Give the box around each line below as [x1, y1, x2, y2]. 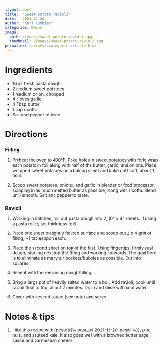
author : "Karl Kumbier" [5, 20, 54, 26]
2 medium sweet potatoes [12, 86, 65, 92]
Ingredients [5, 64, 53, 76]
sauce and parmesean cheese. [12, 337, 74, 344]
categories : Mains [5, 25, 42, 30]
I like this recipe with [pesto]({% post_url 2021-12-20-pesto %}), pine [12, 327, 151, 333]
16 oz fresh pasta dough [12, 80, 61, 86]
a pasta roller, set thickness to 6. [12, 221, 77, 227]
